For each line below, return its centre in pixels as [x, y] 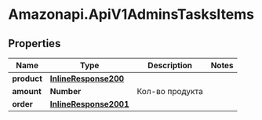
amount [27, 91]
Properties [35, 44]
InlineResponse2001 [89, 104]
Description [170, 65]
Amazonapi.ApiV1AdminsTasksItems [131, 15]
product [27, 78]
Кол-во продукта [170, 91]
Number [65, 91]
